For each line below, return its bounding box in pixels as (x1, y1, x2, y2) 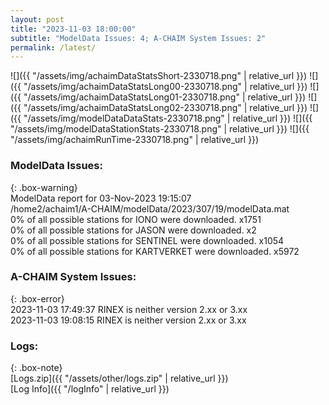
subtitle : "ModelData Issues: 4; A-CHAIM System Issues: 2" (10, 33, 267, 43)
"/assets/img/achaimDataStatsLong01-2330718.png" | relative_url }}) (23, 91, 307, 103)
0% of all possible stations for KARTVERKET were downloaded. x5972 (10, 245, 300, 257)
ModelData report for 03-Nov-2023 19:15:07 (10, 192, 192, 204)
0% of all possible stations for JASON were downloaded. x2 (10, 224, 257, 236)
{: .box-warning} (10, 181, 78, 193)
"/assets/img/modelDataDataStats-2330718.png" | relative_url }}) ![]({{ (23, 112, 313, 125)
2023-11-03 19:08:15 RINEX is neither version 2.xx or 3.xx (10, 314, 247, 326)
